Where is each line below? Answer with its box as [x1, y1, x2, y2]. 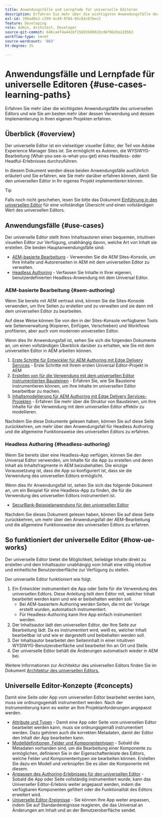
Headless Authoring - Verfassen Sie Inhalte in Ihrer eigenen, [12, 270, 132, 276]
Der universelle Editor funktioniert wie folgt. [5, 576, 92, 582]
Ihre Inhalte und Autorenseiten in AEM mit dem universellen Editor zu [12, 259, 149, 265]
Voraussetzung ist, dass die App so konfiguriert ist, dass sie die [5, 467, 132, 473]
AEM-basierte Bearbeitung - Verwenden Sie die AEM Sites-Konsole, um [12, 254, 156, 260]
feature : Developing [5, 20, 47, 26]
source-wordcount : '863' [5, 39, 55, 44]
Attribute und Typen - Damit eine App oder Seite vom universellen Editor [12, 719, 157, 725]
